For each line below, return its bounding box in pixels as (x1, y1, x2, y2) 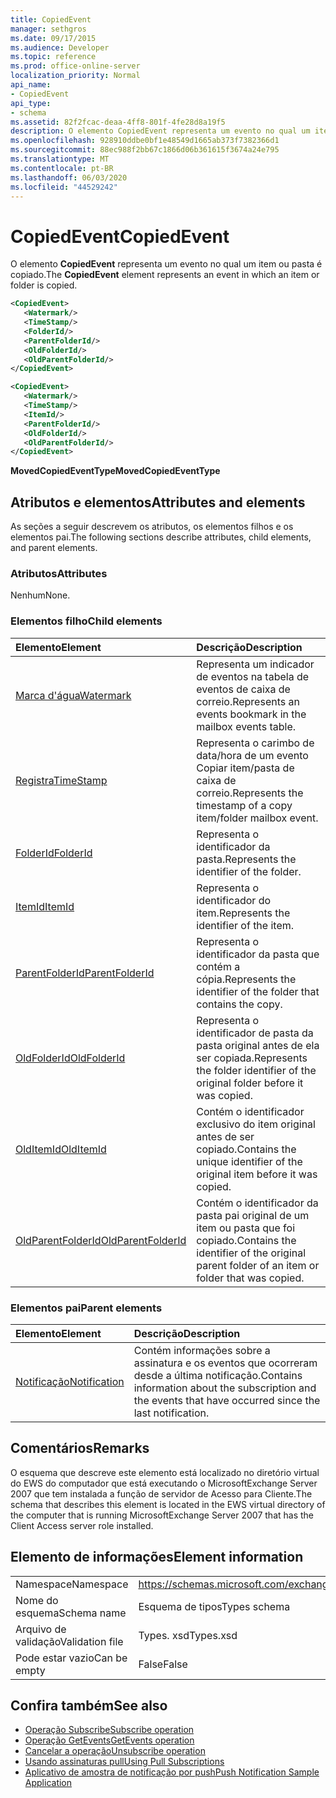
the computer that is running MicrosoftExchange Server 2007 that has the (10, 1509, 314, 1521)
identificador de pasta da (196, 1026, 314, 1040)
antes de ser (196, 1129, 255, 1143)
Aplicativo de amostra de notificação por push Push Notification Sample (24, 1766, 320, 1778)
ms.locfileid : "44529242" (10, 182, 118, 192)
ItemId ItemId (15, 899, 75, 913)
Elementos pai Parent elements (10, 1301, 163, 1315)
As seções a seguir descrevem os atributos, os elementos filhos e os (10, 521, 294, 533)
